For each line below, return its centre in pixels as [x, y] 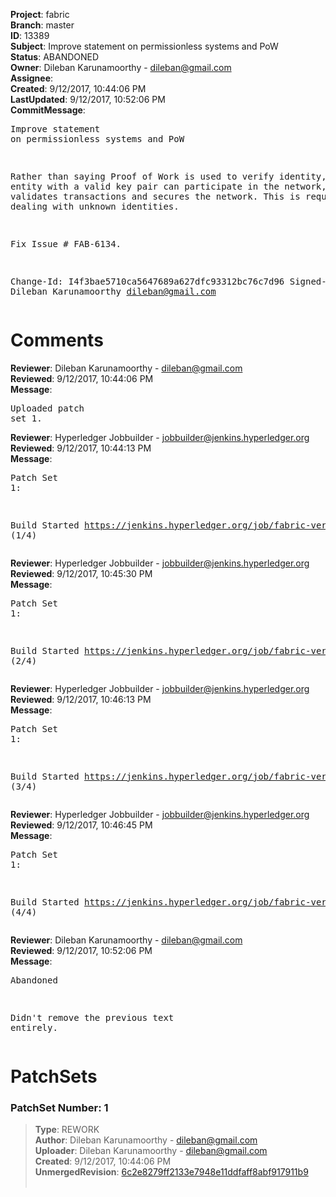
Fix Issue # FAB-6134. [66, 244]
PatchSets [54, 1076]
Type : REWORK [67, 1130]
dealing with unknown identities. [95, 206]
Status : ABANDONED [55, 57]
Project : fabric [40, 14]
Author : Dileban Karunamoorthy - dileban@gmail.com [146, 1140]
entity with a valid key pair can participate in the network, [168, 186]
